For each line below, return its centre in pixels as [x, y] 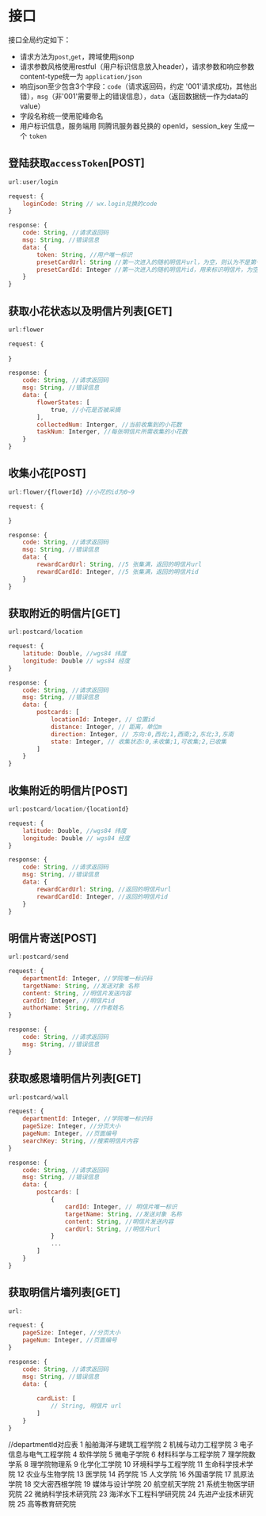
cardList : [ [57, 1399]
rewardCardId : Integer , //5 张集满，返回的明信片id [118, 571]
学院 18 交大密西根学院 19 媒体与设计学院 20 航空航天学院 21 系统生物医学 [128, 1484]
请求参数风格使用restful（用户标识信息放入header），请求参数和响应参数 [137, 66]
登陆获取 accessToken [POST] [76, 163]
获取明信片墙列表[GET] [65, 1293]
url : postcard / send [38, 957]
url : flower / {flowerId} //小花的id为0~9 [72, 492]
